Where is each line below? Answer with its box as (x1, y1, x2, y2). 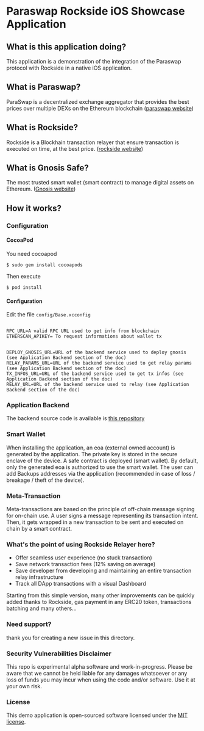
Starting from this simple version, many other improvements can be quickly (6, 592, 195, 599)
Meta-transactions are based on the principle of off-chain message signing (6, 506, 195, 513)
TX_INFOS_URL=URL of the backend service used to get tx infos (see (6, 371, 184, 377)
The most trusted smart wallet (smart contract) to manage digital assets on (6, 179, 194, 186)
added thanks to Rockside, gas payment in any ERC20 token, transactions (6, 598, 192, 606)
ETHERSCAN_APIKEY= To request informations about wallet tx (6, 333, 163, 340)
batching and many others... (6, 605, 77, 612)
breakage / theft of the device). (6, 476, 85, 484)
